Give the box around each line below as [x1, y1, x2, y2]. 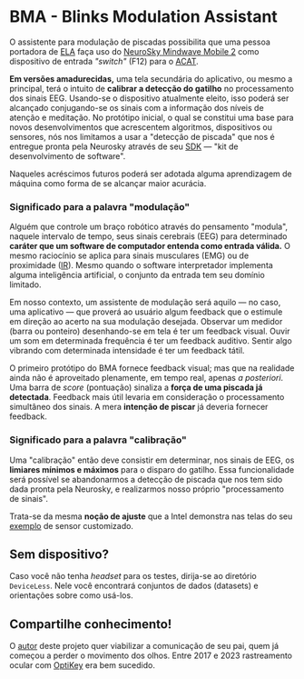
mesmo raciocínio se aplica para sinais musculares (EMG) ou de [9, 250, 250, 261]
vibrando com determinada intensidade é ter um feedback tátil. [9, 345, 245, 356]
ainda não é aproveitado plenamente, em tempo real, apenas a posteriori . [9, 373, 284, 384]
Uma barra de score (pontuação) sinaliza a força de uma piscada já [9, 382, 263, 393]
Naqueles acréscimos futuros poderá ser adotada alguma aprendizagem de [9, 168, 292, 179]
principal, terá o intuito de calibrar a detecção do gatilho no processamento [9, 83, 295, 94]
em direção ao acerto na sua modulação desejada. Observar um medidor [9, 316, 283, 327]
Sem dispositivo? [9, 546, 109, 562]
